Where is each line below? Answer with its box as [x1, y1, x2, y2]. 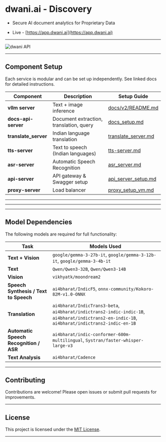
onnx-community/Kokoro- [98, 286, 154, 292]
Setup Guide [118, 93, 148, 99]
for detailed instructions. [5, 81, 55, 87]
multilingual [52, 338, 83, 343]
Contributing [5, 376, 45, 384]
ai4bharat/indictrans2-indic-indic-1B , [52, 308, 145, 315]
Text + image [52, 101, 83, 108]
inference [52, 107, 75, 114]
